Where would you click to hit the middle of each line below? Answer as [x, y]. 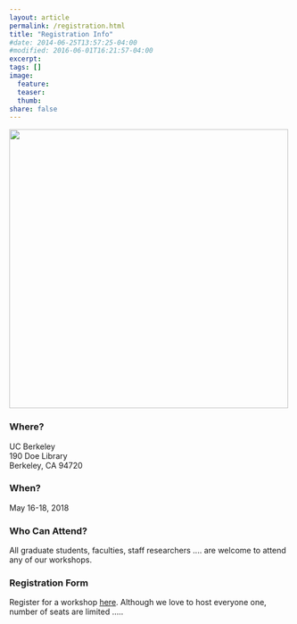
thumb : [29, 100]
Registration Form [49, 583]
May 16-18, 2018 [39, 508]
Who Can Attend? [48, 530]
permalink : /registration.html [67, 26]
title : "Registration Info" [62, 34]
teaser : [32, 92]
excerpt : [25, 59]
